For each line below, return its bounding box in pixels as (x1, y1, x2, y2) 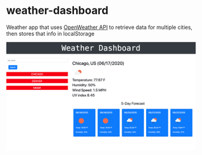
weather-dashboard (6, 4, 109, 17)
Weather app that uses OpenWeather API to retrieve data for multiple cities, (6, 24, 192, 31)
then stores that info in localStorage (6, 30, 95, 37)
